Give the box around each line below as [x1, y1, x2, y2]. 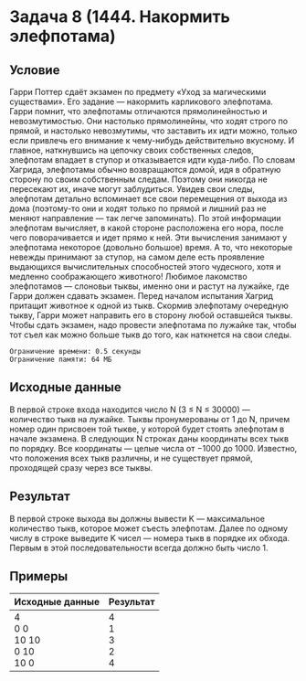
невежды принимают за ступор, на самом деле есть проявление [9, 251, 265, 262]
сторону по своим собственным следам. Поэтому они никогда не [9, 174, 268, 185]
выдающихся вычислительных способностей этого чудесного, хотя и [9, 261, 281, 271]
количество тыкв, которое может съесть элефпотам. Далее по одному [9, 523, 289, 534]
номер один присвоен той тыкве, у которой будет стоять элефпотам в [9, 423, 285, 434]
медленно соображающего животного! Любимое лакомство [9, 271, 248, 282]
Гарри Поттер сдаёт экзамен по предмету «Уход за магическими [9, 87, 267, 97]
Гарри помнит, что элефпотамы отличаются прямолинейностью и [9, 106, 268, 116]
